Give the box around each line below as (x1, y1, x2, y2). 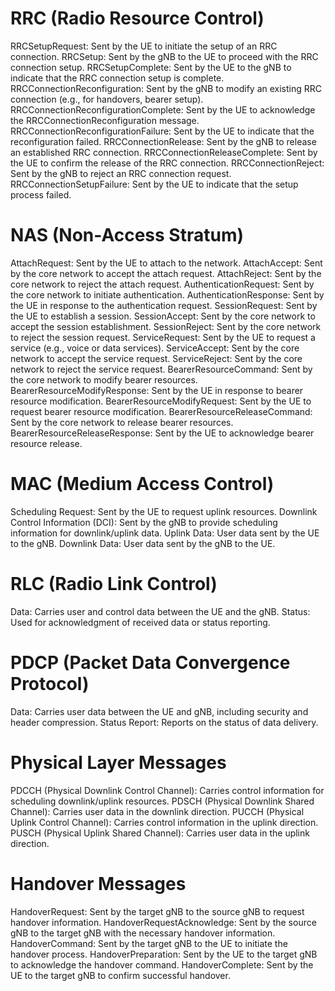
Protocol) (10, 672, 90, 695)
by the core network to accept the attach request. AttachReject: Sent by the (10, 267, 322, 279)
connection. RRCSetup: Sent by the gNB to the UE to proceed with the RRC (10, 50, 319, 62)
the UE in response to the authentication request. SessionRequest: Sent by (10, 299, 318, 311)
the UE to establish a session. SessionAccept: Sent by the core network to (10, 310, 316, 322)
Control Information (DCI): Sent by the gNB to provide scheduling (10, 516, 278, 528)
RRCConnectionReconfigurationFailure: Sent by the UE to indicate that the (10, 125, 315, 137)
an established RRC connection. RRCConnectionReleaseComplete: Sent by (10, 146, 318, 158)
